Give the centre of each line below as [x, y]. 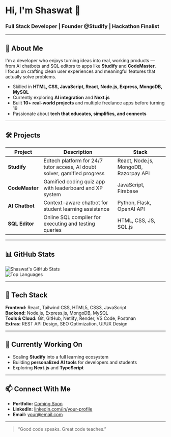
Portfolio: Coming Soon [37, 404]
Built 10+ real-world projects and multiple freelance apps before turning [89, 103]
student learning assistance [77, 209]
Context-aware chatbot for [76, 203]
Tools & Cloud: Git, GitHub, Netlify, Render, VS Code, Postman [71, 318]
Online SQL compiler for [72, 217]
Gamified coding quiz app [74, 182]
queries [53, 230]
